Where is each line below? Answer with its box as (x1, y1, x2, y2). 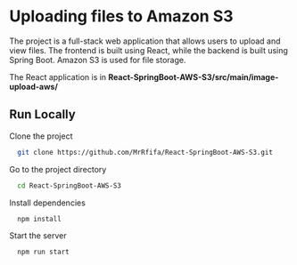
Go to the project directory (9, 164, 107, 174)
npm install (17, 214, 62, 223)
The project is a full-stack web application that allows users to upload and (9, 36, 281, 46)
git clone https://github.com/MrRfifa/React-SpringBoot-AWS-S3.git (17, 148, 274, 157)
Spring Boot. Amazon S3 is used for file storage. (9, 54, 186, 65)
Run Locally (9, 107, 76, 122)
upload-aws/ (9, 81, 58, 92)
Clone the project (9, 131, 73, 141)
